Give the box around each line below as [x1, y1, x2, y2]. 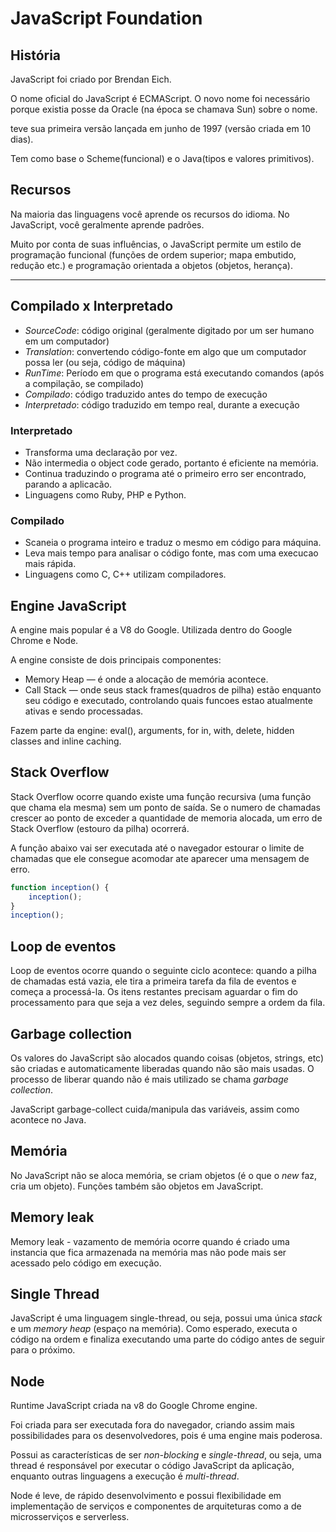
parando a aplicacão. [24, 478, 113, 490]
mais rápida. [24, 558, 77, 570]
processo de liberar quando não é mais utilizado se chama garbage [10, 1073, 289, 1085]
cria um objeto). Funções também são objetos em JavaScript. [10, 1180, 264, 1192]
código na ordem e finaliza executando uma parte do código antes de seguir [10, 1333, 326, 1346]
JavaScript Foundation [10, 7, 203, 30]
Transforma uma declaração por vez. [24, 446, 178, 458]
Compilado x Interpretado [10, 298, 174, 315]
